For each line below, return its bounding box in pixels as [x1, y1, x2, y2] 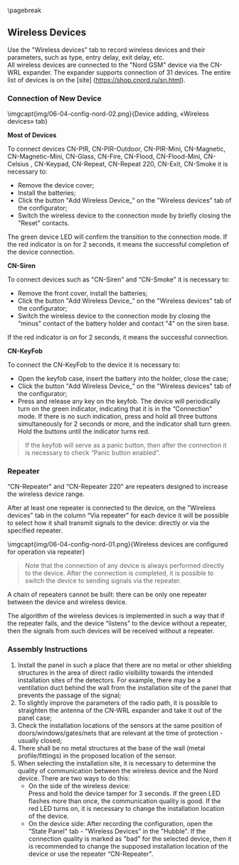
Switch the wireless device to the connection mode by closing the [17, 312, 211, 321]
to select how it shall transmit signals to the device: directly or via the [7, 519, 210, 527]
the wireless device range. [7, 490, 85, 498]
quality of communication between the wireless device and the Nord [17, 766, 218, 775]
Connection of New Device [7, 93, 102, 103]
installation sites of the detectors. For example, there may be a [17, 675, 201, 684]
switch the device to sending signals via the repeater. [24, 576, 181, 585]
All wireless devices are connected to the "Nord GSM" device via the [7, 60, 209, 69]
